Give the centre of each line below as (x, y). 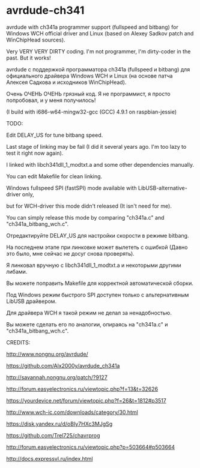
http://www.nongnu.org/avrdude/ (47, 354)
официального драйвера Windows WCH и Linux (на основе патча (89, 76)
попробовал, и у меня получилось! (51, 100)
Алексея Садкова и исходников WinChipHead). (66, 82)
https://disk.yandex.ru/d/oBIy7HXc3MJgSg (59, 424)
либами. (17, 271)
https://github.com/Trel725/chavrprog (53, 435)
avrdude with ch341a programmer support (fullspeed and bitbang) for (92, 27)
